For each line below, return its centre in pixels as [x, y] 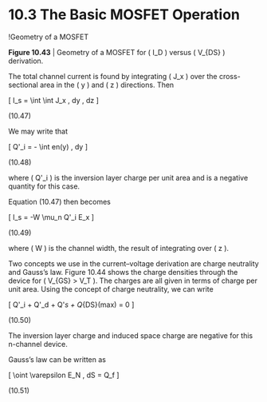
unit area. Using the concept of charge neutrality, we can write [111, 289]
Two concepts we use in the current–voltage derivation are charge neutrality [133, 263]
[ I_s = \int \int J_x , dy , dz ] [54, 100]
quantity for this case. [44, 186]
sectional [23, 85]
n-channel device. [38, 344]
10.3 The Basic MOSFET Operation [124, 15]
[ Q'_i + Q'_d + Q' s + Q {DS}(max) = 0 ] [71, 304]
